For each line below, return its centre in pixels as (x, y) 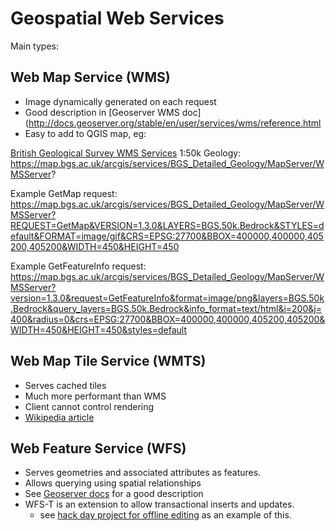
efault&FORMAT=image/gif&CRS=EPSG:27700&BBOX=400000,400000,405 (167, 236)
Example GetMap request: (64, 193)
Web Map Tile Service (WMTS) (108, 361)
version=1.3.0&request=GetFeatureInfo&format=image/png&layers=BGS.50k (167, 298)
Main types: (34, 46)
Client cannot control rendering (89, 406)
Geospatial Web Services (117, 18)
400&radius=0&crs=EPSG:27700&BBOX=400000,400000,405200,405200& (168, 319)
